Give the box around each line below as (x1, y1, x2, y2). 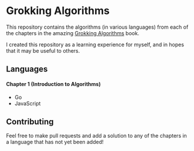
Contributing (6, 116, 54, 126)
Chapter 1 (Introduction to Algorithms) (6, 80, 101, 87)
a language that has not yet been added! (6, 139, 104, 146)
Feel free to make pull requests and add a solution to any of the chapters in (6, 132, 188, 139)
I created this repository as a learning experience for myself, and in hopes (6, 41, 185, 48)
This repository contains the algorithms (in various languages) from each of (6, 23, 189, 30)
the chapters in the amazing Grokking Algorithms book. (6, 29, 139, 36)
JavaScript (14, 99, 41, 107)
